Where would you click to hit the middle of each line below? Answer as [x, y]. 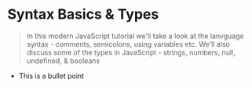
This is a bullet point [51, 76]
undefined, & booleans [63, 61]
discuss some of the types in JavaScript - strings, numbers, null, [131, 52]
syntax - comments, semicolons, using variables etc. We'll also [128, 44]
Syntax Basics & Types [83, 14]
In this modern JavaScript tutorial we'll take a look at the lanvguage [135, 36]
